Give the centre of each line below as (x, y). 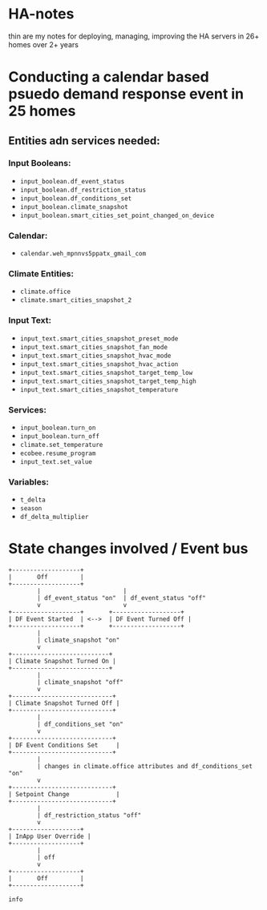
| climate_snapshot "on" (79, 640)
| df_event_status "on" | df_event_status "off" (121, 598)
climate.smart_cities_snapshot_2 (76, 300)
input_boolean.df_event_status (72, 181)
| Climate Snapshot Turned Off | (64, 703)
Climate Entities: (41, 274)
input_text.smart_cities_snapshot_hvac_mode (95, 356)
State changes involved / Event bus (128, 549)
